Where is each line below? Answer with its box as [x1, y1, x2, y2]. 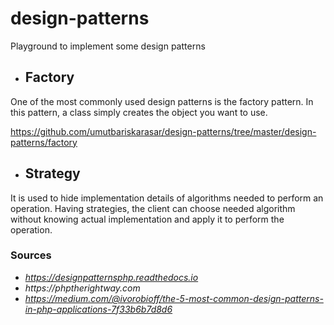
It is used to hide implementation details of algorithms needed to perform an [10, 192, 324, 204]
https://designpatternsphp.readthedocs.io [24, 271, 199, 283]
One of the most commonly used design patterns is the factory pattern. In [10, 95, 314, 107]
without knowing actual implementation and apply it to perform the [10, 213, 285, 225]
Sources [10, 248, 52, 262]
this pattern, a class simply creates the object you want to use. [10, 106, 268, 118]
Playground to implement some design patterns [10, 40, 206, 52]
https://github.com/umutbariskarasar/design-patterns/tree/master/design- [10, 125, 317, 137]
